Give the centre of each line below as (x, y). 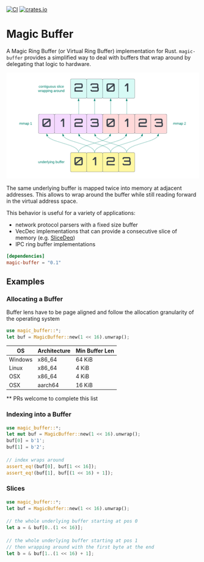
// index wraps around (35, 460)
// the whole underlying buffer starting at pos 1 (72, 541)
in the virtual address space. (42, 201)
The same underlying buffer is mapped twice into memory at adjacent (94, 188)
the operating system (33, 319)
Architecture (54, 351)
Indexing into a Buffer (39, 414)
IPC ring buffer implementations (55, 244)
